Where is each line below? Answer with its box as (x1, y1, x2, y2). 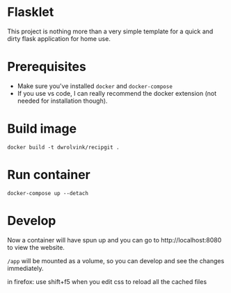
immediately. (7, 264, 44, 272)
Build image (7, 121, 77, 137)
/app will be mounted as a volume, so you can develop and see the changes (7, 256, 225, 265)
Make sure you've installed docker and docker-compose (17, 81, 173, 90)
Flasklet (7, 4, 54, 20)
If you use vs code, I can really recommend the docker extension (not (17, 89, 217, 97)
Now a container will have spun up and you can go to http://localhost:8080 (7, 235, 222, 244)
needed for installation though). (17, 97, 108, 105)
